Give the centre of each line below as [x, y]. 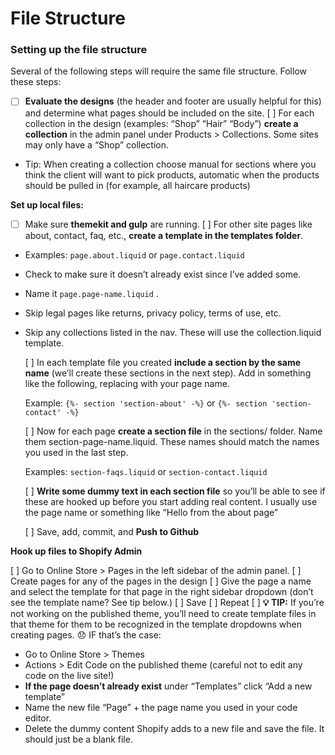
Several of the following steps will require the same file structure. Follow [158, 71]
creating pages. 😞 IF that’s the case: [86, 634]
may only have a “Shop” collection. [97, 144]
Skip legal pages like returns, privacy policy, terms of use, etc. [153, 313]
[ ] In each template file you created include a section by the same [163, 362]
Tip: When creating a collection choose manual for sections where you [170, 164]
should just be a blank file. [78, 739]
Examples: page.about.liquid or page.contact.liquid [134, 254]
